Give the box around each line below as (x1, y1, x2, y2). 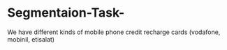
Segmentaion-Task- (7, 5, 125, 21)
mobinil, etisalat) (7, 35, 54, 43)
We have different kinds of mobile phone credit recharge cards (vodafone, (7, 28, 221, 36)
